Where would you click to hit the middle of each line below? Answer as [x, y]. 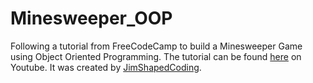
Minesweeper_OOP [91, 18]
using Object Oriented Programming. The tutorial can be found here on [156, 56]
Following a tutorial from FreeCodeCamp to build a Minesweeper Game [156, 46]
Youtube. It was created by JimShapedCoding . [106, 67]
